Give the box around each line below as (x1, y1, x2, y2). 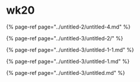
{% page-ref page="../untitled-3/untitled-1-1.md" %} (6, 46, 135, 53)
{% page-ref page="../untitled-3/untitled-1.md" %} (6, 58, 130, 65)
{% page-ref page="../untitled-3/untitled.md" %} (6, 69, 126, 76)
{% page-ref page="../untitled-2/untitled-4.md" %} (6, 23, 131, 30)
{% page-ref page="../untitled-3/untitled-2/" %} (6, 34, 123, 42)
